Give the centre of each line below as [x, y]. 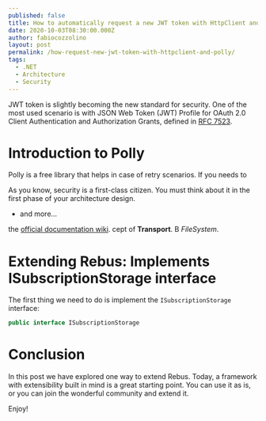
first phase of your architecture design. [72, 199]
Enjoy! [19, 409]
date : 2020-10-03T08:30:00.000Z [61, 30]
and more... [38, 214]
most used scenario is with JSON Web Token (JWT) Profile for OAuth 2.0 [127, 112]
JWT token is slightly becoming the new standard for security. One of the [127, 104]
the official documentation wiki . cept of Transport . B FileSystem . [114, 229]
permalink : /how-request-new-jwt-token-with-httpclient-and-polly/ [122, 52]
